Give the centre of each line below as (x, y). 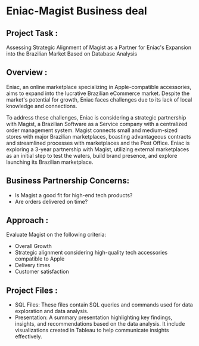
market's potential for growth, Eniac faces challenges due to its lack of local (99, 99)
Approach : (27, 220)
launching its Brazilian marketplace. (50, 162)
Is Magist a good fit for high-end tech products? (74, 195)
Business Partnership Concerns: (68, 181)
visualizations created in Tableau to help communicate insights (92, 330)
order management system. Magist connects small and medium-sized (92, 130)
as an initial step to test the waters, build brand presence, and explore (92, 155)
